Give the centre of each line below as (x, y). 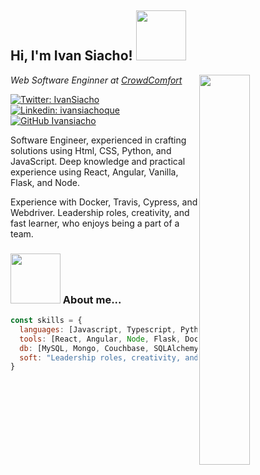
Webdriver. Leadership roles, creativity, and (100, 212)
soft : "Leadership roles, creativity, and (109, 357)
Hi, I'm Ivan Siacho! (71, 56)
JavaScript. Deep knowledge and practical (98, 161)
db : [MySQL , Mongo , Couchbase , (84, 348)
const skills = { (46, 321)
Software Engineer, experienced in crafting (98, 140)
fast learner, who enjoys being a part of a (95, 223)
